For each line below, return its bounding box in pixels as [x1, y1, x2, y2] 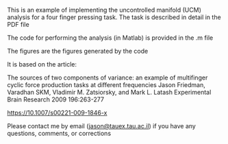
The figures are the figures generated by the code [7, 47, 149, 55]
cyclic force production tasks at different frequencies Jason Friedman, [7, 81, 205, 88]
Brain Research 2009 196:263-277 [7, 95, 105, 104]
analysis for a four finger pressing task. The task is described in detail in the [7, 13, 221, 21]
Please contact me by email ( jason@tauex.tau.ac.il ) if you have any [7, 122, 197, 130]
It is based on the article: [7, 60, 77, 68]
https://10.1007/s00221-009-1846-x [7, 109, 107, 117]
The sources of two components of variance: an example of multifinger [7, 73, 208, 82]
